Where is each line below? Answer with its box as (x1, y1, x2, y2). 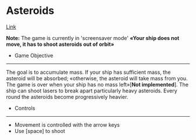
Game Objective (14, 52, 54, 59)
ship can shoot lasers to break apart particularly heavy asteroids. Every (6, 87, 178, 94)
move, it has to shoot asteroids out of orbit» (6, 41, 115, 48)
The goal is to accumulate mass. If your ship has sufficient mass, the (6, 69, 171, 76)
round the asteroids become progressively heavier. (6, 93, 128, 100)
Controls (14, 105, 36, 112)
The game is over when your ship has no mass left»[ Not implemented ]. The (6, 81, 188, 88)
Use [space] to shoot (14, 127, 65, 134)
